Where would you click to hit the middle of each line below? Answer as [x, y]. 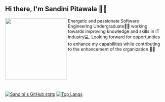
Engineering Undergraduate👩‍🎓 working [108, 26]
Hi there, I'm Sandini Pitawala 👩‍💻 [56, 9]
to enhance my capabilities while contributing [114, 44]
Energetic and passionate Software [103, 21]
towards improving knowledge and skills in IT [114, 31]
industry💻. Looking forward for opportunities [114, 37]
